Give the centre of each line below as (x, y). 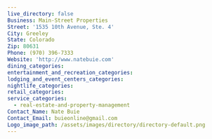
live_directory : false (40, 14)
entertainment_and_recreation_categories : (70, 72)
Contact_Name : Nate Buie (44, 112)
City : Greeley (28, 33)
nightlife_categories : (40, 86)
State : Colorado (31, 40)
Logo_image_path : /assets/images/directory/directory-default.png (106, 125)
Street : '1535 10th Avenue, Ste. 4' (61, 27)
